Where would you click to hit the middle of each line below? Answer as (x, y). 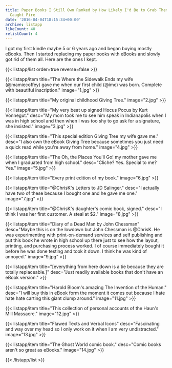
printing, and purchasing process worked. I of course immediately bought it (85, 246)
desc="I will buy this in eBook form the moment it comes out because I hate (85, 293)
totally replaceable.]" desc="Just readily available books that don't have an (84, 272)
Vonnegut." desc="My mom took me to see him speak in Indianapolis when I (86, 115)
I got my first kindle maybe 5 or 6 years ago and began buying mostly (79, 48)
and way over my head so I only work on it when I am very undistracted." (82, 329)
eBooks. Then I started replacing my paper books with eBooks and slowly (83, 54)
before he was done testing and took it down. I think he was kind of (76, 251)
